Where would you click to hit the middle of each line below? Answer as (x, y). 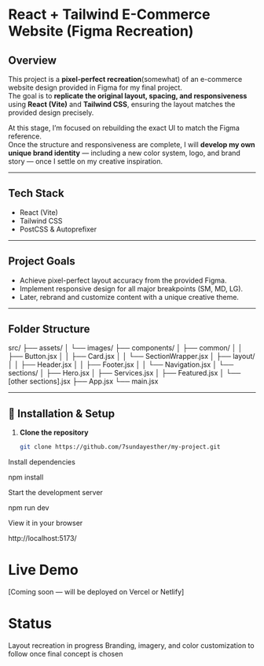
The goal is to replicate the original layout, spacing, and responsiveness (128, 96)
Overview (33, 60)
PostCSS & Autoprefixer (58, 229)
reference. (25, 136)
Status (30, 624)
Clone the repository (54, 433)
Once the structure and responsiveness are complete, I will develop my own (132, 144)
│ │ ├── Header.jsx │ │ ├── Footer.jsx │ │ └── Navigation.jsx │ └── (121, 364)
